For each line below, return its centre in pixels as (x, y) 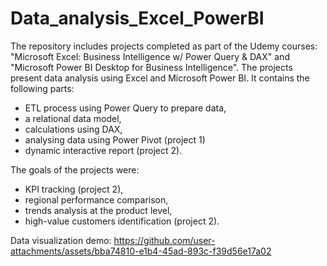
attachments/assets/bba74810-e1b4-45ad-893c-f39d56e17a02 (141, 251)
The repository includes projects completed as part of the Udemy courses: (164, 46)
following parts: (42, 88)
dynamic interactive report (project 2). (103, 150)
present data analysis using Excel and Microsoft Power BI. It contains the (160, 78)
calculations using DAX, (73, 129)
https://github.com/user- (164, 240)
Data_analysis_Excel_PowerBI (137, 18)
